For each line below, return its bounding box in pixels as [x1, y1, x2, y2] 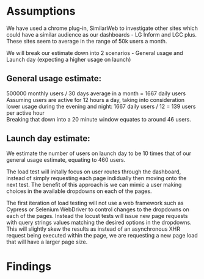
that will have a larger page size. [6, 238, 88, 245]
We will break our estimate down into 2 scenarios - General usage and [6, 49, 183, 56]
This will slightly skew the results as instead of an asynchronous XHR [6, 225, 181, 233]
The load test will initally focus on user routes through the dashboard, [6, 168, 181, 175]
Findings [6, 259, 52, 273]
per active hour [6, 109, 45, 117]
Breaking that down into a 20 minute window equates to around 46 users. [6, 115, 191, 123]
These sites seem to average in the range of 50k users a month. [6, 37, 167, 45]
